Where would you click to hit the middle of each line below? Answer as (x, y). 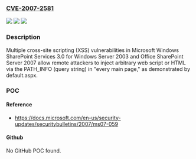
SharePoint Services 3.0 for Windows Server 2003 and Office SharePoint (95, 56)
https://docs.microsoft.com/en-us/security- (68, 118)
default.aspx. (22, 75)
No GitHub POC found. (34, 150)
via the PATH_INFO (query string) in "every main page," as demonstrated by (98, 69)
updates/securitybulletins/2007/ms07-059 (66, 124)
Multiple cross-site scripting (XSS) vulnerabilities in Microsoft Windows (92, 50)
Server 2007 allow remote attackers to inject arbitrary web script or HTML (96, 63)
